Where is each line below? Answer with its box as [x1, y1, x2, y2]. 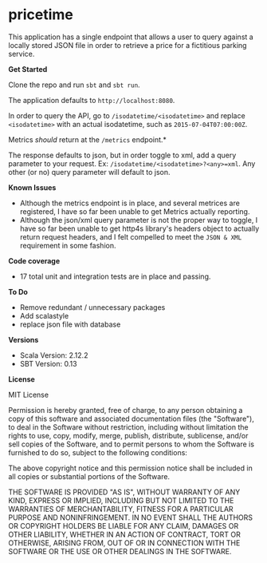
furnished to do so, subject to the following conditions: [8, 447, 187, 457]
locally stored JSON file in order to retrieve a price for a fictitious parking [8, 40, 247, 50]
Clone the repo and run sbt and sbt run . [8, 80, 141, 89]
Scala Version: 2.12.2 [19, 350, 88, 360]
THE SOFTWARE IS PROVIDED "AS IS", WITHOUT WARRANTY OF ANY [8, 487, 241, 497]
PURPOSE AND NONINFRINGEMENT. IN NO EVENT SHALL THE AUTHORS [8, 513, 253, 522]
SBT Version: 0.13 [19, 359, 77, 368]
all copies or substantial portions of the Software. [8, 471, 170, 481]
